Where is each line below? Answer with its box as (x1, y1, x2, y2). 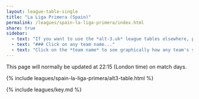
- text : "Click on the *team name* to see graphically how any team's (11, 47, 190, 53)
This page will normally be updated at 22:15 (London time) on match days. (6, 63, 187, 70)
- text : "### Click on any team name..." (11, 42, 115, 48)
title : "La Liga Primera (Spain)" (6, 14, 92, 20)
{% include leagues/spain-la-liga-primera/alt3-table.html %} (6, 74, 154, 81)
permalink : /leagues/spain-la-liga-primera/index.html (6, 19, 145, 25)
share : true (6, 25, 36, 31)
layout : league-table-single (6, 8, 78, 15)
